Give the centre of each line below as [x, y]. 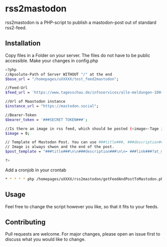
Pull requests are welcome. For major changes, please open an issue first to [83, 234]
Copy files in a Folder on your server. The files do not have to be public [78, 55]
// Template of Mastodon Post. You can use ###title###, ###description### [85, 142]
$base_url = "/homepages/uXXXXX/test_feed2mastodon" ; [62, 79]
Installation [23, 43]
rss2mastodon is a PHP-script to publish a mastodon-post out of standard [81, 22]
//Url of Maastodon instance [35, 102]
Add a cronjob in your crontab [36, 170]
